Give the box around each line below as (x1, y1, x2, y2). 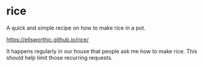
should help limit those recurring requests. (6, 54, 113, 61)
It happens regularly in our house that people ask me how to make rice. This (6, 47, 198, 55)
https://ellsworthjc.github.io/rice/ (6, 36, 89, 43)
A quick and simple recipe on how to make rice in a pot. (6, 24, 146, 31)
